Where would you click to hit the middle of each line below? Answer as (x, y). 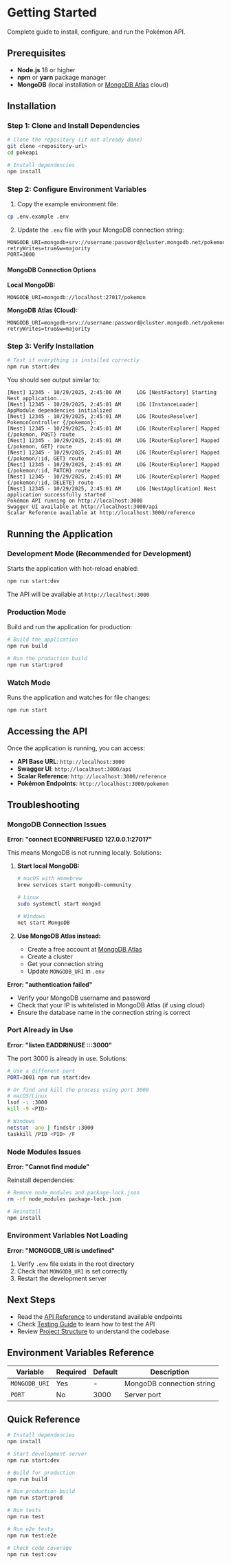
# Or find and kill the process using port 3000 (78, 1090)
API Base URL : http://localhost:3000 (71, 761)
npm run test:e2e (32, 1535)
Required (71, 1372)
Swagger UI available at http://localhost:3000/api (82, 507)
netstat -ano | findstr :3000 (51, 1128)
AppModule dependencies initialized (59, 411)
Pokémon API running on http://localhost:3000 (75, 501)
